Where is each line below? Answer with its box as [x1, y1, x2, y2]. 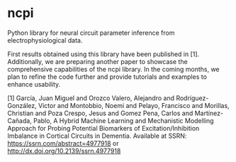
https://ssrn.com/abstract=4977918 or [7, 139, 119, 147]
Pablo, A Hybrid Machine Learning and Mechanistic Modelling [33, 116, 214, 125]
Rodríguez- [176, 94, 209, 102]
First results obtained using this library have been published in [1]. [7, 50, 200, 58]
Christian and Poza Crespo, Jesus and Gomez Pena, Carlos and [7, 109, 193, 117]
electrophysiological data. [7, 36, 83, 44]
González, [7, 101, 37, 109]
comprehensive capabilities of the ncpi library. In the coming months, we [7, 65, 220, 73]
